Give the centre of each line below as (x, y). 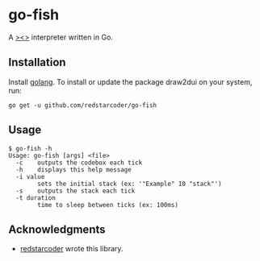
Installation (37, 62)
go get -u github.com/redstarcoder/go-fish (83, 105)
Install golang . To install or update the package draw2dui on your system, (130, 81)
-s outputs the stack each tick (75, 191)
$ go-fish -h (30, 148)
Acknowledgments (57, 229)
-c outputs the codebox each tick (79, 163)
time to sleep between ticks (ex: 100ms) (108, 205)
